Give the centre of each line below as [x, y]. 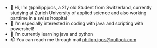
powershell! [22, 29]
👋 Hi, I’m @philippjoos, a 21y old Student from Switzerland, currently [81, 8]
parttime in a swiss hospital [38, 18]
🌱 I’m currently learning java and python [51, 34]
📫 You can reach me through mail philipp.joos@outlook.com [73, 40]
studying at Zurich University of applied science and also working [78, 13]
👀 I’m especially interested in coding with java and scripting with [77, 23]
